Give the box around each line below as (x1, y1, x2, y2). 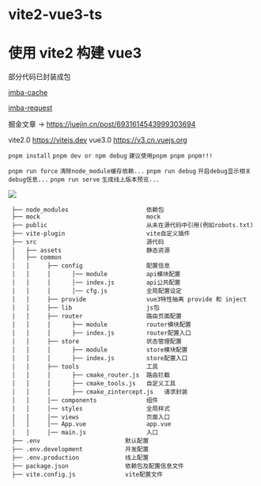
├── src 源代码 (11, 238, 165, 246)
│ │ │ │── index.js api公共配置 (11, 279, 181, 287)
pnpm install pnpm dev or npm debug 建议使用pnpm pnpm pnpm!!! (8, 152, 214, 160)
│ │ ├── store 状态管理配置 (11, 338, 182, 346)
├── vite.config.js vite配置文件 (11, 471, 164, 479)
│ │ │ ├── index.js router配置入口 (11, 329, 191, 337)
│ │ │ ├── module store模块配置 (11, 346, 188, 354)
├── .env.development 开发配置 (11, 446, 149, 454)
